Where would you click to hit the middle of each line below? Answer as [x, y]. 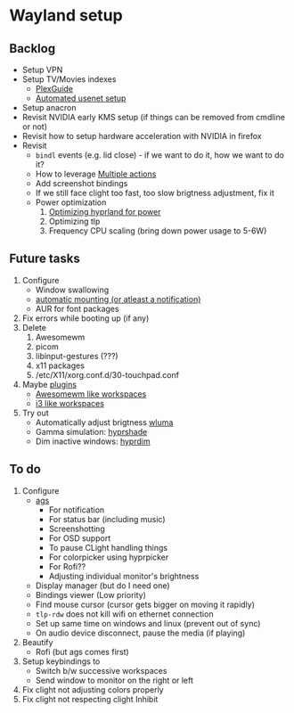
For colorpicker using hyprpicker [109, 557]
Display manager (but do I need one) [103, 586]
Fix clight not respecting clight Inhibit [90, 699]
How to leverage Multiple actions [96, 174]
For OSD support [80, 538]
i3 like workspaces [70, 403]
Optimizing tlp [74, 221]
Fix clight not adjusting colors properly [93, 689]
